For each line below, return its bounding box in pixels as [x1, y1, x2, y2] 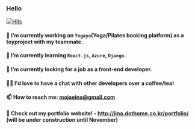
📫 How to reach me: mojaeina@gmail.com [6, 93, 116, 101]
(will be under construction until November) [6, 116, 119, 123]
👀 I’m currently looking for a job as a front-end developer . [6, 66, 152, 73]
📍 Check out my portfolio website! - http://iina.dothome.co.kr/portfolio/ [6, 110, 189, 117]
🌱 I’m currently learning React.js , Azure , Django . [6, 52, 126, 59]
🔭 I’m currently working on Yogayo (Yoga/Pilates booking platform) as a [6, 31, 184, 39]
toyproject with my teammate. [6, 38, 83, 45]
